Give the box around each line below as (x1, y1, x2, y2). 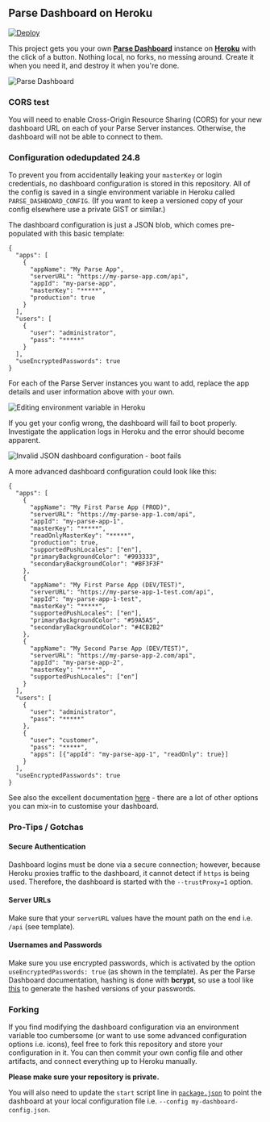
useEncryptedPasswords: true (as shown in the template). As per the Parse (8, 966, 255, 976)
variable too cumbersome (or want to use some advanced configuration (8, 1031, 247, 1041)
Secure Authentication (8, 841, 86, 851)
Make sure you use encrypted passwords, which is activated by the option (8, 957, 255, 967)
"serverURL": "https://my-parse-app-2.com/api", (29, 652, 197, 660)
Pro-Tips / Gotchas (8, 822, 84, 833)
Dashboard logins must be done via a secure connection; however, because (8, 859, 260, 870)
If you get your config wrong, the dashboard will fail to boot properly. (8, 419, 238, 428)
